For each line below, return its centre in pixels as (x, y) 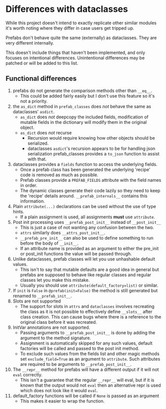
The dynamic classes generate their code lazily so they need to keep (90, 190)
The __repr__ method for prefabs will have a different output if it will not (86, 369)
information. (32, 201)
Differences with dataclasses (67, 9)
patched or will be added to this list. (42, 63)
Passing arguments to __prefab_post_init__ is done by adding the (87, 332)
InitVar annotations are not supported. (51, 327)
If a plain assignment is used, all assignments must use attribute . (87, 217)
